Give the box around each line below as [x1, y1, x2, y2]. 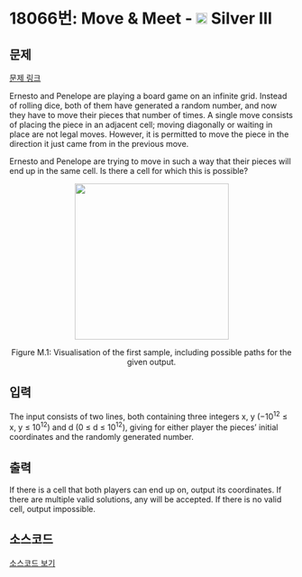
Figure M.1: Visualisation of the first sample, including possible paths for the [11, 347, 292, 357]
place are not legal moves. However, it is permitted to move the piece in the [9, 129, 289, 140]
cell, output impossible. [9, 503, 96, 514]
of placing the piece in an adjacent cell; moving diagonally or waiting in [9, 119, 273, 130]
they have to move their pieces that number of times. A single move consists [9, 110, 294, 120]
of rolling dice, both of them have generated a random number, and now [9, 100, 278, 111]
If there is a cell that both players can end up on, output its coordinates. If [9, 484, 282, 495]
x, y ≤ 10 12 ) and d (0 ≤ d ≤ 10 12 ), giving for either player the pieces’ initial [9, 420, 279, 433]
